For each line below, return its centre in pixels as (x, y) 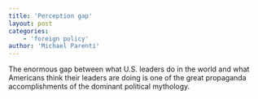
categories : (28, 31)
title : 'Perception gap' (50, 16)
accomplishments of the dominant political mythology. (99, 87)
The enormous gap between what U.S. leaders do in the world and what (129, 69)
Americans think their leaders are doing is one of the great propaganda (127, 78)
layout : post (31, 24)
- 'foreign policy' (56, 39)
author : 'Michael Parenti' (54, 46)
